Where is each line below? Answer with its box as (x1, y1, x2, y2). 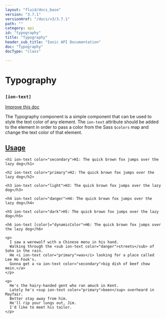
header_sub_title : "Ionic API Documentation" (5, 40, 101, 45)
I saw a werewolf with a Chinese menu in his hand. (9, 239, 119, 244)
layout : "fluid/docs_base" (5, 7, 61, 12)
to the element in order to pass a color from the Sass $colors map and (5, 124, 149, 130)
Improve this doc (5, 104, 40, 110)
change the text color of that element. (5, 130, 83, 136)
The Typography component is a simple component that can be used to (5, 114, 152, 120)
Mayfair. (5, 292, 23, 297)
